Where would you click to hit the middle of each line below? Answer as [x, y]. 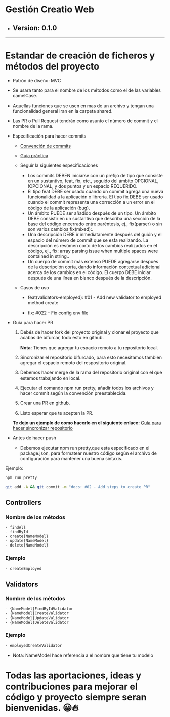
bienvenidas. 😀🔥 [42, 708]
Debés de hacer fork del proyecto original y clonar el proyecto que [90, 332]
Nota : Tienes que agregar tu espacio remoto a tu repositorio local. [89, 347]
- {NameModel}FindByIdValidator [39, 609]
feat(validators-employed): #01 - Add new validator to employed [95, 297]
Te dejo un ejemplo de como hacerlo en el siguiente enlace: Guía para [87, 423]
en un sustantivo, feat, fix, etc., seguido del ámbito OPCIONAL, [93, 181]
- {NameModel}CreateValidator [37, 613]
